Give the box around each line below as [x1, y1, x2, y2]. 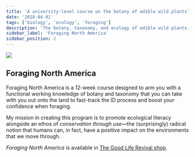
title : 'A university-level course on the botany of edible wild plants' [6, 8, 190, 15]
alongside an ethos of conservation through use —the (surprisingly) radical [6, 120, 186, 127]
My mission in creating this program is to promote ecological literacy [6, 114, 172, 121]
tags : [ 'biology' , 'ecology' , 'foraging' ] [6, 19, 111, 25]
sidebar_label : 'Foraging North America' [6, 30, 109, 36]
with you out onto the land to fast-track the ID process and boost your [6, 96, 175, 103]
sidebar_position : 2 [6, 36, 57, 42]
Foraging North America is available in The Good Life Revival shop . [6, 144, 168, 151]
